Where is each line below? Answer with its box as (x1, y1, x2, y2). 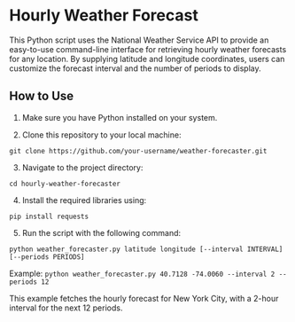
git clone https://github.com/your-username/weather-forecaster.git (9, 146, 268, 155)
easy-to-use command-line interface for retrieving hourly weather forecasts (9, 43, 287, 54)
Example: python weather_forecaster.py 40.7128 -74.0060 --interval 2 (9, 268, 276, 279)
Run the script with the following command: (21, 227, 182, 238)
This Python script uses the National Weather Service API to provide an (9, 35, 269, 45)
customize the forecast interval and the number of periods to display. (9, 63, 261, 74)
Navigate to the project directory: (21, 161, 144, 173)
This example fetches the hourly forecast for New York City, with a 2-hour (9, 293, 279, 303)
